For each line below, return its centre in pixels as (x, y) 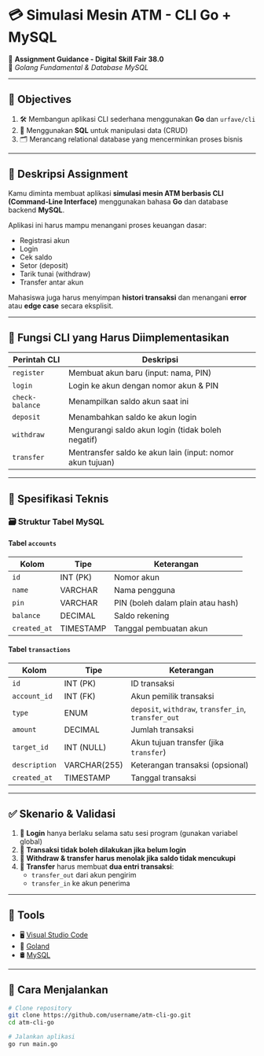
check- (24, 397)
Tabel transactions (39, 649)
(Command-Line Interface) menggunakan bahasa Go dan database (118, 201)
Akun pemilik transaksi (172, 697)
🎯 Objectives (40, 99)
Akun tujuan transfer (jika (177, 742)
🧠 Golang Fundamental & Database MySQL (79, 67)
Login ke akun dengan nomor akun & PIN (143, 386)
